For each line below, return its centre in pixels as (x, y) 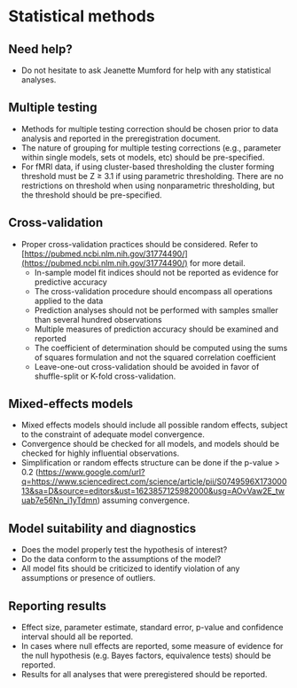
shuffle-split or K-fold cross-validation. (105, 376)
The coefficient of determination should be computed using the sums (161, 348)
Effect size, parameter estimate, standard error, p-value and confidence (152, 628)
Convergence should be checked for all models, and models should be (150, 444)
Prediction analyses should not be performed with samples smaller (156, 310)
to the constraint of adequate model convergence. (113, 434)
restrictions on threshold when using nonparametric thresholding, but (148, 185)
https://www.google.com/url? (91, 473)
